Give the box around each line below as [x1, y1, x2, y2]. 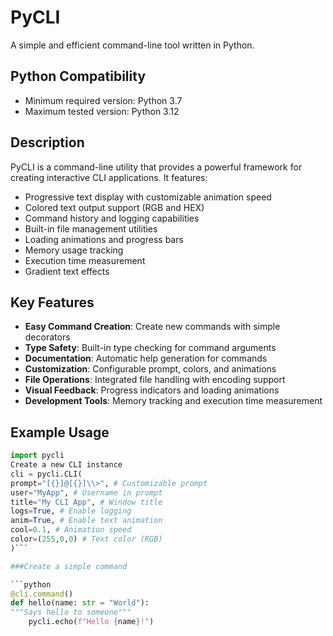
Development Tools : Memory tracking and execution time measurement [24, 395, 323, 407]
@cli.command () [10, 589, 74, 599]
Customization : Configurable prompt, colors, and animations [24, 363, 277, 375]
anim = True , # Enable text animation [10, 516, 163, 526]
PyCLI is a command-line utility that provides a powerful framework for [10, 161, 303, 173]
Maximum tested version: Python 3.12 [24, 105, 180, 117]
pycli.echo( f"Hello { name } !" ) [28, 617, 155, 627]
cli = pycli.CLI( [10, 469, 83, 479]
